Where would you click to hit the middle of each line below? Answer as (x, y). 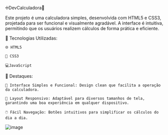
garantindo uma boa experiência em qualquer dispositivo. (67, 103)
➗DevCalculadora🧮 (25, 8)
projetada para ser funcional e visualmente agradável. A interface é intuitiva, (84, 23)
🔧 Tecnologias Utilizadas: (31, 38)
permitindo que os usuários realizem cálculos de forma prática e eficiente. (82, 28)
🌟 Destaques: (19, 76)
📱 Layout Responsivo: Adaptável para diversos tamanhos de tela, (75, 98)
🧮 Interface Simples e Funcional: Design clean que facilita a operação (83, 85)
